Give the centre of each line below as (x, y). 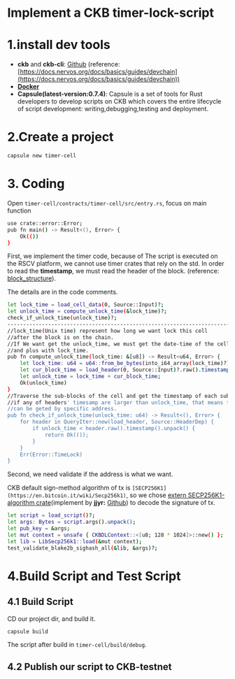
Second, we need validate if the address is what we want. (90, 474)
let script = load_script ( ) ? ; (51, 515)
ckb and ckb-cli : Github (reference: (69, 64)
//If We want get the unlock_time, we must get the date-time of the (111, 344)
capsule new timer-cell (42, 156)
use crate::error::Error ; (45, 223)
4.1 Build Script (40, 602)
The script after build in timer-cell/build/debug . (77, 645)
